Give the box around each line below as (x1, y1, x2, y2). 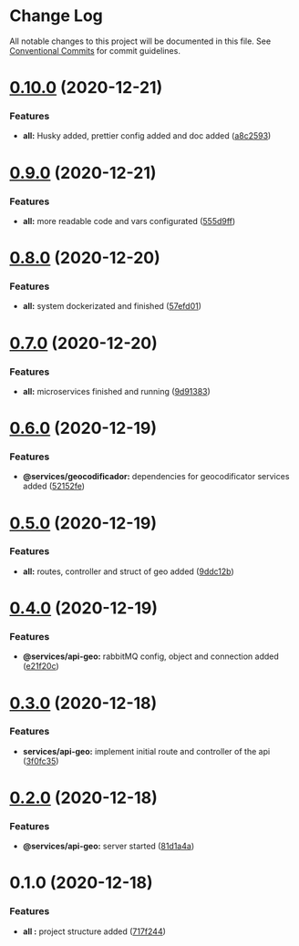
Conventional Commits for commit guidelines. (9, 45, 180, 56)
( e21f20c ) (22, 661, 59, 672)
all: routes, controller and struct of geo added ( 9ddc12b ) (22, 566, 234, 577)
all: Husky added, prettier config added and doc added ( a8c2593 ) (22, 130, 272, 141)
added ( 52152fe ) (22, 480, 85, 492)
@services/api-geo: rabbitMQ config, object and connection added (22, 651, 280, 662)
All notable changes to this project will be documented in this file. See (9, 36, 272, 46)
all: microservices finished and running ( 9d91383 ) (22, 386, 211, 396)
